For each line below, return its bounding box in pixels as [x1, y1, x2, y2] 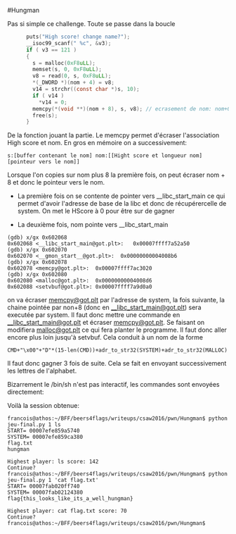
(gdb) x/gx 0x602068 [7, 234, 68, 242]
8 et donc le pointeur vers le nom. [7, 178, 105, 187]
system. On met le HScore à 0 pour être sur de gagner [17, 207, 175, 216]
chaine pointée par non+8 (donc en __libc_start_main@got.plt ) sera [7, 303, 202, 312]
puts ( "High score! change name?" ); [25, 33, 131, 40]
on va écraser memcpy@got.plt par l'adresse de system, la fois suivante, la [7, 296, 225, 304]
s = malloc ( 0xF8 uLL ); [32, 59, 96, 66]
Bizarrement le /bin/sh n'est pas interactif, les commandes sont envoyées [7, 380, 220, 389]
